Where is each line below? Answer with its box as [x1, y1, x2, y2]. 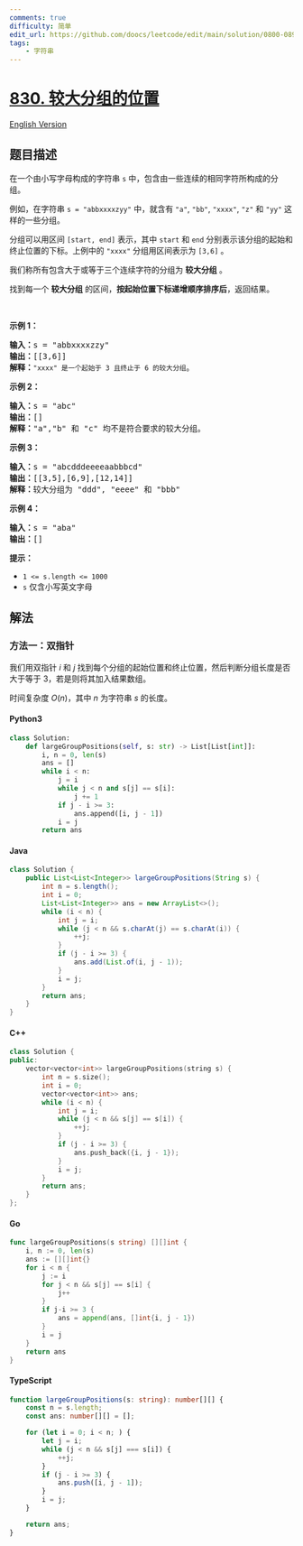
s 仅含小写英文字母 [22, 581, 93, 592]
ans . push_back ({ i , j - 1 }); [73, 1148, 179, 1157]
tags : [9, 38, 30, 48]
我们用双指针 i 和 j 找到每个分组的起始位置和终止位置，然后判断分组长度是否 [9, 662, 291, 672]
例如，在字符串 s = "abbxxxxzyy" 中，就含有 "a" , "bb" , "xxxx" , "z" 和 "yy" [9, 203, 282, 214]
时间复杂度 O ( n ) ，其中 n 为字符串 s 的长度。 [9, 692, 173, 703]
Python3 [9, 714, 42, 725]
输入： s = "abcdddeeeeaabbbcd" [9, 461, 142, 472]
